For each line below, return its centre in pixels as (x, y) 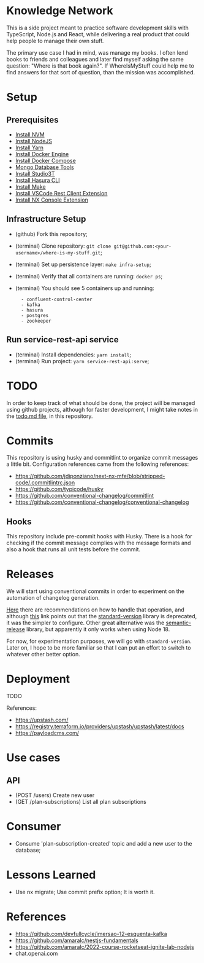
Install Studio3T (35, 173)
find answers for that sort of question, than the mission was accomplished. (101, 72)
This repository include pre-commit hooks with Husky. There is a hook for (100, 537)
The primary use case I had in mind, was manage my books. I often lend (97, 52)
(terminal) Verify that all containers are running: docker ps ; (89, 276)
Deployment (38, 679)
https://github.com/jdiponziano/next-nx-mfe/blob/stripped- (90, 476)
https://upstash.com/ (42, 720)
